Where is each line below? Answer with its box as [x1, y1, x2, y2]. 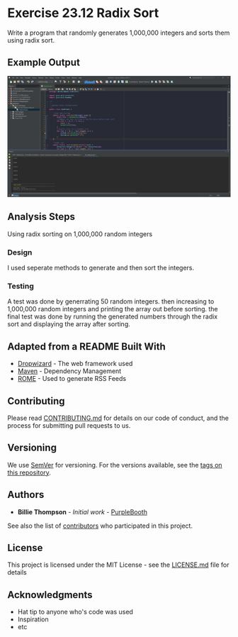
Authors [7, 489, 45, 501]
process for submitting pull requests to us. [7, 421, 131, 430]
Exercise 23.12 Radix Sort [7, 5, 159, 21]
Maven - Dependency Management [17, 367, 122, 375]
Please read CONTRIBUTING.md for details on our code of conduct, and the [7, 414, 229, 422]
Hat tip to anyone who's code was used [17, 608, 133, 616]
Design [7, 247, 33, 257]
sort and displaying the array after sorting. [7, 320, 131, 328]
